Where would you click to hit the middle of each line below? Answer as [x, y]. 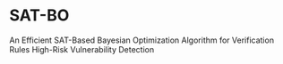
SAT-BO [39, 16]
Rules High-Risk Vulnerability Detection [82, 49]
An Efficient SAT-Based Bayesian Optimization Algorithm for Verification [142, 40]
